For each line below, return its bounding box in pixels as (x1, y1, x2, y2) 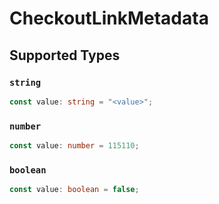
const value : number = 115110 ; (9, 141, 140, 151)
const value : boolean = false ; (9, 185, 140, 195)
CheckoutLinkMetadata (9, 7, 209, 30)
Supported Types (9, 47, 121, 64)
